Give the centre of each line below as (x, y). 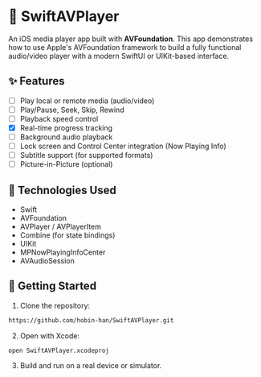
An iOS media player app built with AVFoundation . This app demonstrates (131, 39)
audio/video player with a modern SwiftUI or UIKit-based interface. (119, 56)
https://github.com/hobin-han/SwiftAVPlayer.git (91, 320)
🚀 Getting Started (53, 286)
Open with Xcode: (50, 336)
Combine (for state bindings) (67, 235)
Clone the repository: (55, 305)
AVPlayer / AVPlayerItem (61, 227)
